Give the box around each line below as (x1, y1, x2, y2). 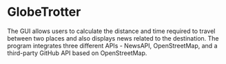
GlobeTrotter (7, 4, 81, 20)
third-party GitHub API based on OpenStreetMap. (7, 49, 147, 57)
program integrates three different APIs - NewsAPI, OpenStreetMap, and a (7, 41, 218, 50)
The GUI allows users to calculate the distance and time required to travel (7, 27, 216, 35)
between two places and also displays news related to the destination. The (7, 34, 219, 42)
